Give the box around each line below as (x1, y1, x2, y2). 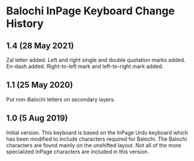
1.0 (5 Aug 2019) (6, 113, 68, 123)
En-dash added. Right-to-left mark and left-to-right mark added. (6, 63, 164, 70)
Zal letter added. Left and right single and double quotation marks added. (6, 57, 186, 63)
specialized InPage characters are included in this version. (6, 148, 149, 155)
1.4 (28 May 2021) (6, 41, 74, 51)
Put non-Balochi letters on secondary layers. (6, 95, 115, 103)
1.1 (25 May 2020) (6, 80, 73, 90)
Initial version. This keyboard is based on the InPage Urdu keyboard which (6, 129, 189, 136)
